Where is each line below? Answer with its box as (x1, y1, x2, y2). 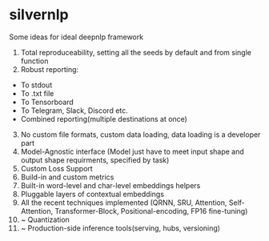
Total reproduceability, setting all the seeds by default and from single (20, 47, 251, 57)
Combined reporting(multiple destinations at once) (20, 114, 187, 123)
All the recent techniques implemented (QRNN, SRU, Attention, (20, 198, 227, 207)
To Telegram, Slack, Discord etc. (20, 106, 129, 115)
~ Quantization (20, 215, 70, 224)
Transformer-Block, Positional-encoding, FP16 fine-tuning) (54, 206, 248, 215)
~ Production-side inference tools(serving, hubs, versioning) (20, 223, 221, 233)
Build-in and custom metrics (20, 172, 114, 182)
